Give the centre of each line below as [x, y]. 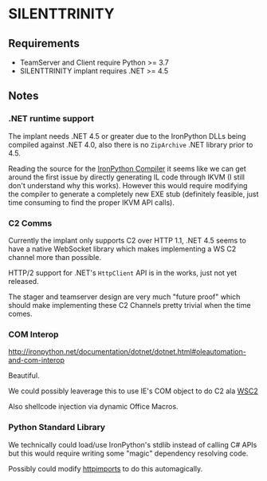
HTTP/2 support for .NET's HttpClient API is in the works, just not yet [123, 273]
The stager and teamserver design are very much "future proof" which [124, 297]
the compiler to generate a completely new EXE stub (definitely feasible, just [133, 194]
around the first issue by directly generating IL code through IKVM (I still [127, 177]
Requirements [44, 43]
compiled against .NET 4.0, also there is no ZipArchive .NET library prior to [131, 144]
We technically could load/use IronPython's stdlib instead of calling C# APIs [133, 444]
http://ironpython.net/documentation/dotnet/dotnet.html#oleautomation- [128, 352]
